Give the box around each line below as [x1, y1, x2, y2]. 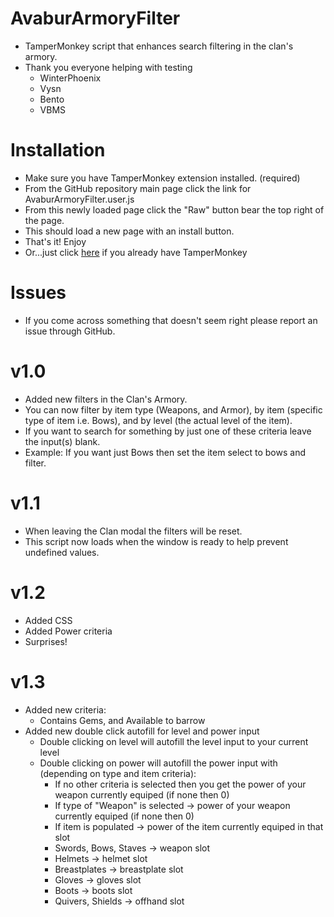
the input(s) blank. [24, 435, 101, 447]
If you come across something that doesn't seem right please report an [24, 314, 318, 326]
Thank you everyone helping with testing [24, 61, 193, 73]
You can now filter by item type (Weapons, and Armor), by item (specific [24, 403, 323, 416]
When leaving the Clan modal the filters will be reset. [24, 525, 243, 537]
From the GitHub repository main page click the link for [24, 182, 252, 194]
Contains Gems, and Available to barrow [39, 714, 206, 726]
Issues [10, 282, 67, 304]
